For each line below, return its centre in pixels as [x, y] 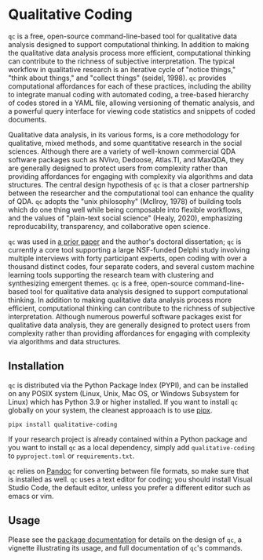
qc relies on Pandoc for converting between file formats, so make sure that [129, 471]
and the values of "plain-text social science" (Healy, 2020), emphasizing [126, 218]
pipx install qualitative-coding [63, 424]
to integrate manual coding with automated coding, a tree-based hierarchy [129, 94]
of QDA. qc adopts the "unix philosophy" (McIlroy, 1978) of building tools [125, 201]
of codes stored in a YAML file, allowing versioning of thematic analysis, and [131, 103]
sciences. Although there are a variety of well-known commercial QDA [122, 151]
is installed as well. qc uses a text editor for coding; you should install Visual [130, 479]
